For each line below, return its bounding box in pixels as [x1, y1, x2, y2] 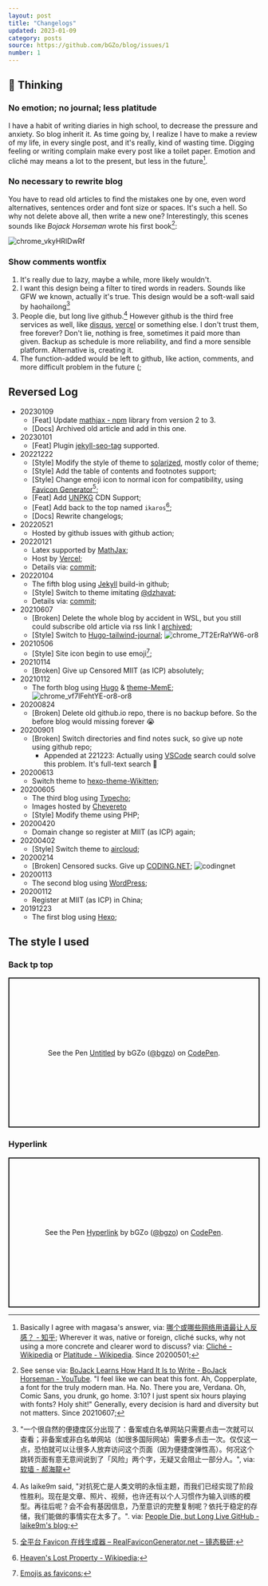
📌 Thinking [8, 78, 63, 92]
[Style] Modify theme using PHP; [31, 809, 140, 820]
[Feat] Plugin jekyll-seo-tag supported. [31, 441, 160, 450]
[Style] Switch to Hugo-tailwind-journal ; [31, 630, 164, 640]
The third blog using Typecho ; [31, 793, 132, 802]
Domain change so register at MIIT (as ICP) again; [31, 827, 195, 837]
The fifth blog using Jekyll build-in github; [31, 579, 170, 589]
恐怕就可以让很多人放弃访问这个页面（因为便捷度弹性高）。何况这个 [33, 1444, 254, 1454]
